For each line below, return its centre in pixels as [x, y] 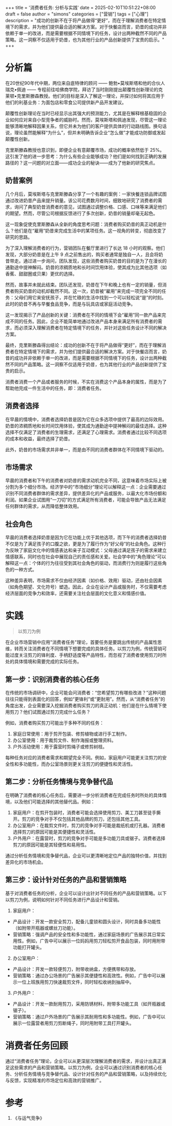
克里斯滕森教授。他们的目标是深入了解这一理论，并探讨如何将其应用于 [91, 96]
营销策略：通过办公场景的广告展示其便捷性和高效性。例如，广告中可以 [87, 975]
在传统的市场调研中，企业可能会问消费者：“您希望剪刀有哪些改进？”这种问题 [86, 692]
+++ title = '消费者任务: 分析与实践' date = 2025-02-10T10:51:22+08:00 [81, 7]
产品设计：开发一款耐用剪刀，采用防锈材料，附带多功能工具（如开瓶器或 [89, 1004]
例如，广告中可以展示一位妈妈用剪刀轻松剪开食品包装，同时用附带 [96, 941]
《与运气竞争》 [28, 1118]
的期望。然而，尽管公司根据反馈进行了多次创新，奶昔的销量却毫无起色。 [81, 213]
